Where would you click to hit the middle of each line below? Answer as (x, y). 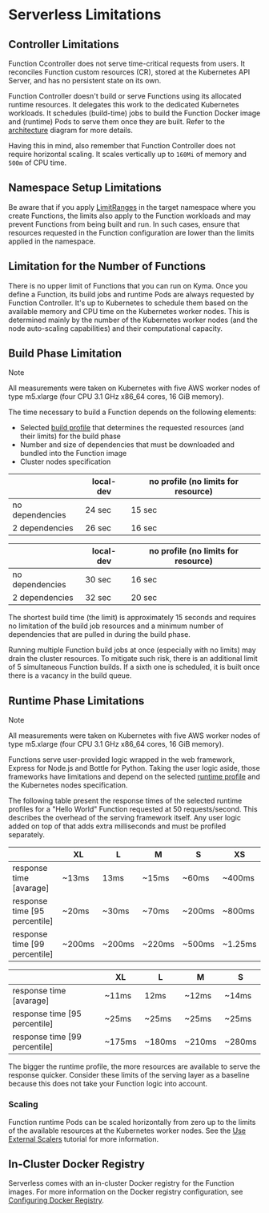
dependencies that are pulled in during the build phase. (99, 635)
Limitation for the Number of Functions (107, 266)
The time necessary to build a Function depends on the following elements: (132, 412)
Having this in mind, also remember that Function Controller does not (122, 145)
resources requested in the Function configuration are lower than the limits (131, 232)
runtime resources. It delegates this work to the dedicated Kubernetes (124, 105)
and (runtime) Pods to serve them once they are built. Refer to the (117, 121)
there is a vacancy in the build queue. (70, 675)
